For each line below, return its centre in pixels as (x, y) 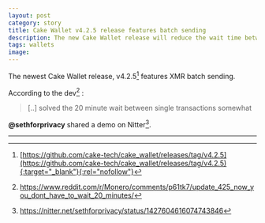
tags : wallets (32, 45)
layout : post (30, 15)
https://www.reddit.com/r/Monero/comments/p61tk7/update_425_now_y (137, 187)
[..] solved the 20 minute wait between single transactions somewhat (140, 108)
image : (19, 52)
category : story (35, 23)
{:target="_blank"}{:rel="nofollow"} (77, 172)
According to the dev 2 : (46, 92)
